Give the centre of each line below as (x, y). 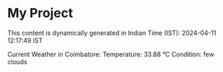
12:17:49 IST (25, 40)
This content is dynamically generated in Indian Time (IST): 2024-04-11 (112, 33)
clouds (17, 61)
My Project (40, 13)
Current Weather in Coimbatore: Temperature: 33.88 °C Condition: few (111, 54)
